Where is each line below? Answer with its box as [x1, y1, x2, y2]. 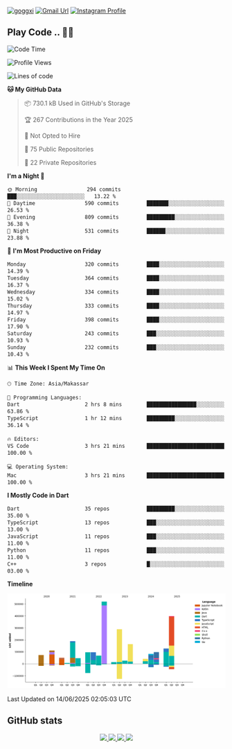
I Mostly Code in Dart [7, 491, 69, 499]
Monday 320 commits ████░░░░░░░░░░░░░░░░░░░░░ [7, 260, 225, 268]
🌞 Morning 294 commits [7, 186, 121, 193]
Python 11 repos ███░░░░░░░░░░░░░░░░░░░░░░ [7, 547, 225, 554]
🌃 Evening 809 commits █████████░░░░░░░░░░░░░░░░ [7, 213, 225, 221]
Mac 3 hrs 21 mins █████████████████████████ [7, 471, 225, 479]
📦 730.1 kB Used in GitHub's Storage [24, 99, 130, 107]
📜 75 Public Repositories [24, 145, 94, 153]
